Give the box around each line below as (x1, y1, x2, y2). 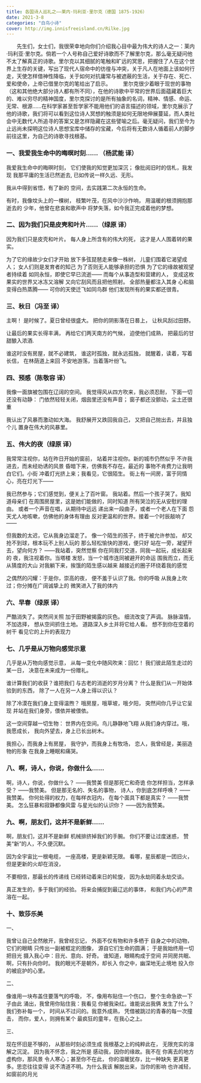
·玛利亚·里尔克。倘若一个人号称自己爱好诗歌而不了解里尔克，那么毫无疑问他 (6, 50, 193, 58)
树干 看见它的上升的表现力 (6, 628, 71, 635)
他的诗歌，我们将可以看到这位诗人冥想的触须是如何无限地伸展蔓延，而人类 (6, 110, 190, 117)
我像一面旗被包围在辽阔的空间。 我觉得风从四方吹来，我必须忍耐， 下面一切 (6, 388, 193, 396)
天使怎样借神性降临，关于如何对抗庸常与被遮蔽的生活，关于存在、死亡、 (16, 73, 195, 80)
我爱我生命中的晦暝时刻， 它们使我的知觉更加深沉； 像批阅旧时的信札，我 (6, 164, 187, 171)
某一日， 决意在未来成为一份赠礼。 (6, 666, 92, 674)
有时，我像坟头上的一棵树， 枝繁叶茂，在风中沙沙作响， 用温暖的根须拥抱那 (6, 197, 193, 204)
